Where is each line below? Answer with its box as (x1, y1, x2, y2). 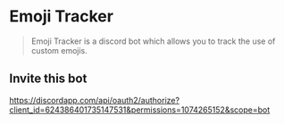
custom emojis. (30, 45, 88, 55)
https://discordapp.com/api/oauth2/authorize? (9, 95, 180, 105)
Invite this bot (9, 71, 88, 87)
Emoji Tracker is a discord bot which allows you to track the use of (30, 36, 276, 46)
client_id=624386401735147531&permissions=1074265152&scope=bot (9, 104, 271, 115)
